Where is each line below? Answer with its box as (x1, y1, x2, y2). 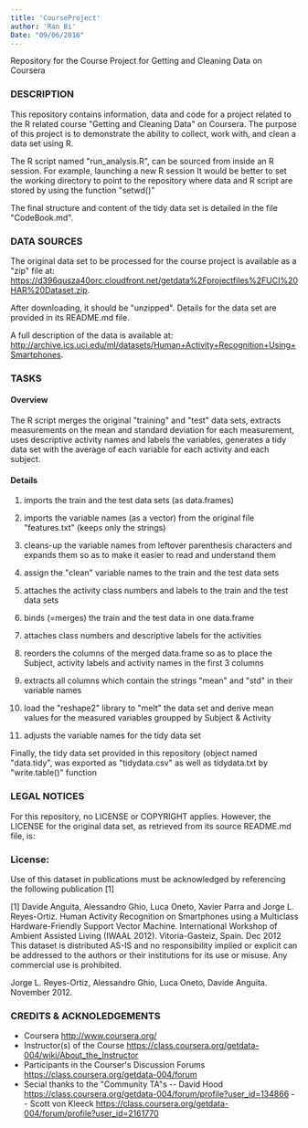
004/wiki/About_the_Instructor (23, 1049, 139, 1060)
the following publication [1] (10, 883, 115, 894)
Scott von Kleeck (29, 1098, 94, 1110)
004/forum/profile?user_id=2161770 (23, 1108, 159, 1119)
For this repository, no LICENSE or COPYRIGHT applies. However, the (10, 810, 271, 822)
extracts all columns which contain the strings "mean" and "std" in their (23, 675, 293, 686)
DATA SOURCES (10, 235, 83, 248)
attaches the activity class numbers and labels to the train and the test (23, 585, 289, 596)
